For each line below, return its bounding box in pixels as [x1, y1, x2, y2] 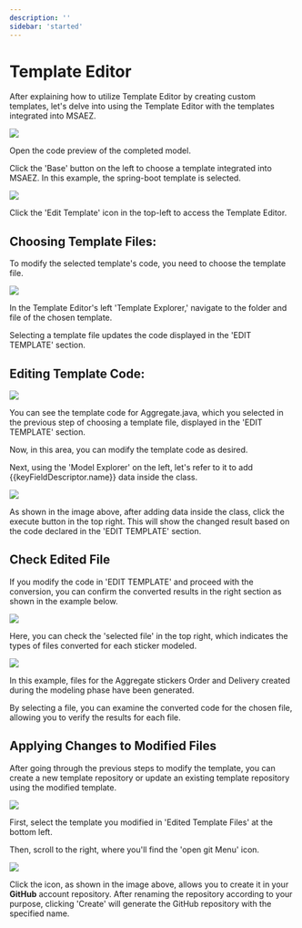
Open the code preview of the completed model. [9, 145, 191, 156]
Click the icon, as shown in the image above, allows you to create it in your [9, 879, 289, 890]
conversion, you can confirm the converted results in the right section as [9, 585, 282, 597]
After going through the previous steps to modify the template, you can [9, 762, 276, 773]
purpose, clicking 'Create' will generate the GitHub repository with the [9, 898, 272, 909]
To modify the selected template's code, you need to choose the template [9, 258, 287, 269]
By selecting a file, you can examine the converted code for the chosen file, [9, 702, 293, 713]
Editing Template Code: [9, 366, 146, 381]
